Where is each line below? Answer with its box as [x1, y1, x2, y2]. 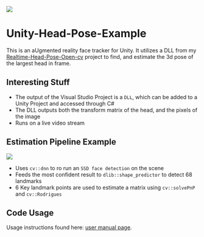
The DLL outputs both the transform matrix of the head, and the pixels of [15, 106, 198, 114]
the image [15, 112, 41, 120]
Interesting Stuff [6, 77, 70, 88]
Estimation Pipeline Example [6, 137, 117, 147]
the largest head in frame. [6, 60, 71, 67]
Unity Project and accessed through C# [15, 100, 114, 107]
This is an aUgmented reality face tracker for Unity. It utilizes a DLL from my [6, 46, 197, 54]
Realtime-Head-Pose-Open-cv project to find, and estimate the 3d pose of [6, 53, 194, 60]
